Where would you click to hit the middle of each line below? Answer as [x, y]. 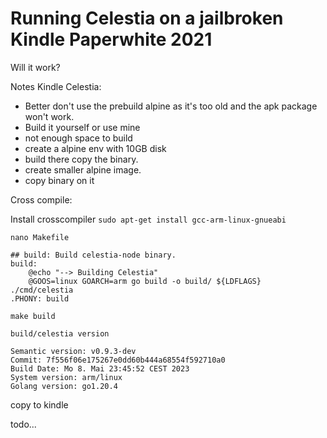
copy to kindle [39, 404]
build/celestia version [60, 333]
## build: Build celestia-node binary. [93, 255]
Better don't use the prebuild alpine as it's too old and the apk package [171, 106]
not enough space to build [78, 138]
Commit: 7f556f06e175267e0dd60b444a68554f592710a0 [118, 360]
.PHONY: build [40, 298]
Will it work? [35, 67]
